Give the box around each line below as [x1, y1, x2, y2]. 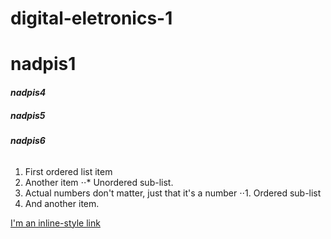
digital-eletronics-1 [10, 7, 173, 30]
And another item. [24, 197, 100, 209]
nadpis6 [10, 134, 46, 146]
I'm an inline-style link [10, 217, 101, 229]
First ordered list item [24, 165, 113, 177]
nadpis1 [10, 53, 77, 76]
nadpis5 [10, 109, 46, 121]
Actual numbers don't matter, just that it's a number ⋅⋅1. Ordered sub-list [24, 187, 322, 199]
